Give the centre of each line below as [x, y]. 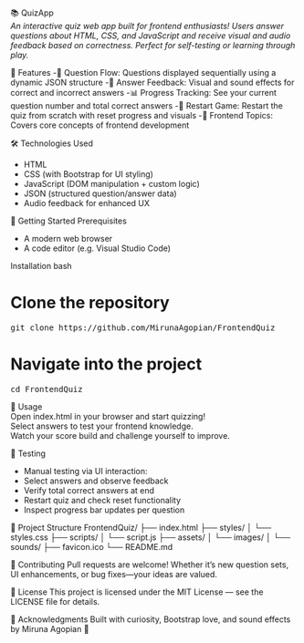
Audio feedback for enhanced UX [86, 203]
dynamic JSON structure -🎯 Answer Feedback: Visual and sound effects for [152, 82]
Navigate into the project [106, 364]
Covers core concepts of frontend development [100, 125]
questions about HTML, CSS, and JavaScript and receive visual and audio [151, 36]
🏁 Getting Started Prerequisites [68, 221]
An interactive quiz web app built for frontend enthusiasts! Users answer [147, 26]
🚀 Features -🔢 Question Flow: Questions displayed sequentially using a [143, 73]
